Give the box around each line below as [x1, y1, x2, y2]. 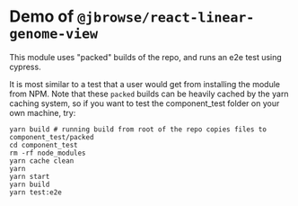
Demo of [9, 6, 74, 27]
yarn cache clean [9, 156, 74, 166]
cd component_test [9, 140, 78, 149]
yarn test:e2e [9, 187, 63, 197]
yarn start [9, 172, 50, 181]
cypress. [9, 61, 42, 72]
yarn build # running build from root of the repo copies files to [9, 124, 267, 134]
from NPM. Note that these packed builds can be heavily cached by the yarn [9, 88, 289, 99]
